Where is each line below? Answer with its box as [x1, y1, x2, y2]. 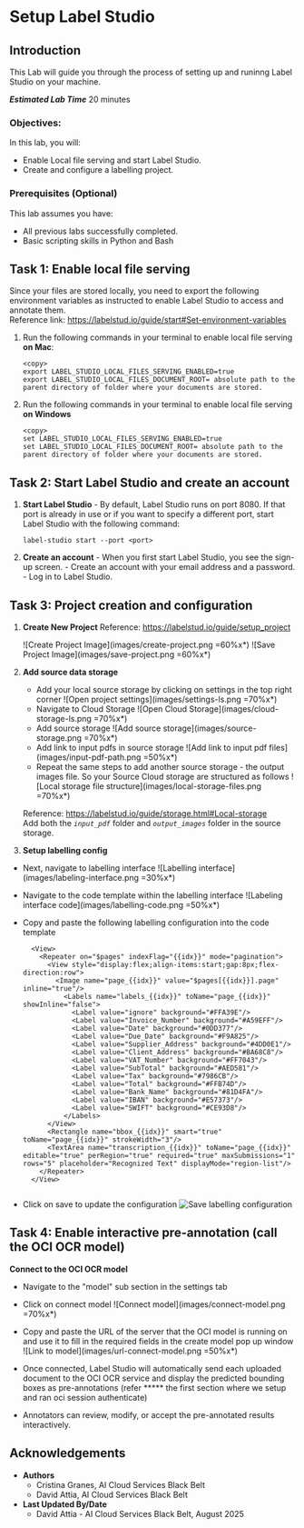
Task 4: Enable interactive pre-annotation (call [9, 1225, 278, 1241]
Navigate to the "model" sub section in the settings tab [22, 1281, 228, 1292]
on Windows [22, 409, 72, 420]
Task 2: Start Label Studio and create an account [9, 474, 290, 490]
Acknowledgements [9, 1445, 126, 1461]
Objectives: [9, 116, 62, 129]
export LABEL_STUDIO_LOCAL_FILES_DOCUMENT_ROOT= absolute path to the [22, 375, 296, 384]
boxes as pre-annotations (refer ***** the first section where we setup [22, 1382, 287, 1393]
